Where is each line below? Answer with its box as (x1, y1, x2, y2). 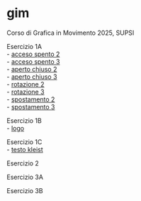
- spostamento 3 (6, 102, 55, 111)
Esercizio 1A (6, 42, 43, 50)
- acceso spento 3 (6, 57, 60, 65)
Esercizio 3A (6, 173, 44, 181)
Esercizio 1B (6, 116, 42, 125)
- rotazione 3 (6, 87, 45, 96)
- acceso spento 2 (6, 50, 60, 58)
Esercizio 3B (6, 186, 43, 195)
